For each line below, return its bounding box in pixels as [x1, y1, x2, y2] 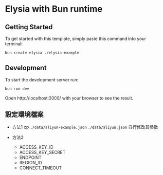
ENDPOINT [19, 155, 42, 160]
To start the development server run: [5, 77, 79, 82]
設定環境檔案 [5, 110, 44, 118]
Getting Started [5, 23, 53, 31]
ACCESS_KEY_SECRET [19, 150, 66, 156]
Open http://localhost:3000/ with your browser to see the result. [5, 95, 134, 101]
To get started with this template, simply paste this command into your [5, 36, 146, 41]
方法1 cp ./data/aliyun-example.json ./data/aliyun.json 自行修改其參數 [12, 124, 158, 130]
